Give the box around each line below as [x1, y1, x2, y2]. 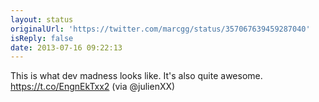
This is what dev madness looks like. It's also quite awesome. [10, 70, 263, 82]
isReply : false [10, 33, 74, 43]
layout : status [10, 14, 74, 25]
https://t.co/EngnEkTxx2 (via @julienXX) [10, 81, 176, 93]
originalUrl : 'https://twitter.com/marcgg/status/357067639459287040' [10, 24, 311, 34]
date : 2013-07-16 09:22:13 [10, 42, 123, 53]
